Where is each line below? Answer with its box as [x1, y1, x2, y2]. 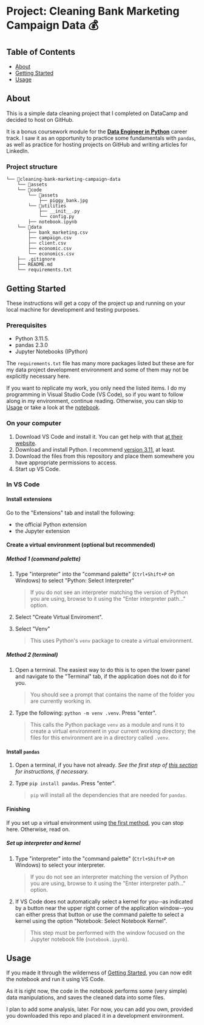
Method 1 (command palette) [6, 555, 81, 562]
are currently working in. [30, 698, 92, 705]
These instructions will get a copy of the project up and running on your [6, 299, 186, 307]
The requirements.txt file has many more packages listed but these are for [6, 360, 194, 367]
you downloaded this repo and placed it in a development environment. [6, 1012, 185, 1020]
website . [15, 439, 37, 447]
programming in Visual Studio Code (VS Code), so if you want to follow [6, 391, 184, 398]
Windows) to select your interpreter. [15, 861, 106, 869]
